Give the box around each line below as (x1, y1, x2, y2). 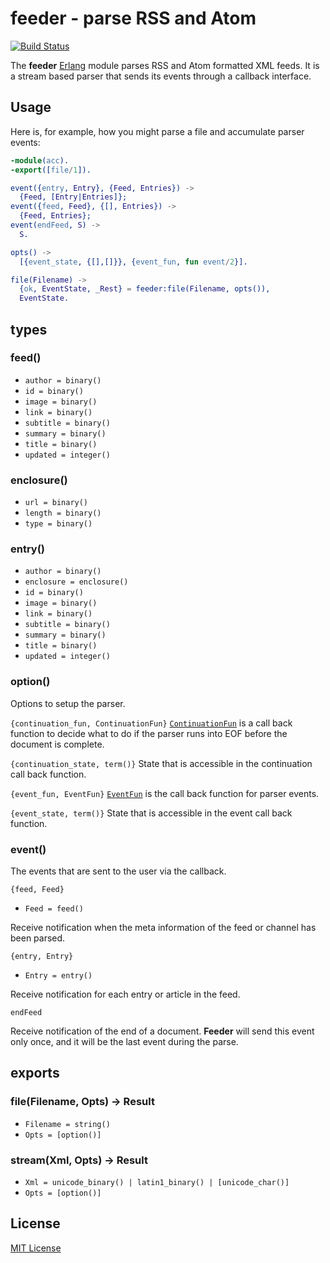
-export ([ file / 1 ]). (10, 165, 92, 175)
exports (10, 1065, 60, 1082)
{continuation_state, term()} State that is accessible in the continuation (10, 757, 313, 769)
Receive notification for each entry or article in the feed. (10, 988, 241, 1000)
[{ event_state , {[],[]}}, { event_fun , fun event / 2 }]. (19, 257, 248, 267)
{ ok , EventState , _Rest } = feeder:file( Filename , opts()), (19, 284, 271, 294)
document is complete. (10, 738, 105, 750)
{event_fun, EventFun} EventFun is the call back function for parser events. (10, 787, 320, 799)
